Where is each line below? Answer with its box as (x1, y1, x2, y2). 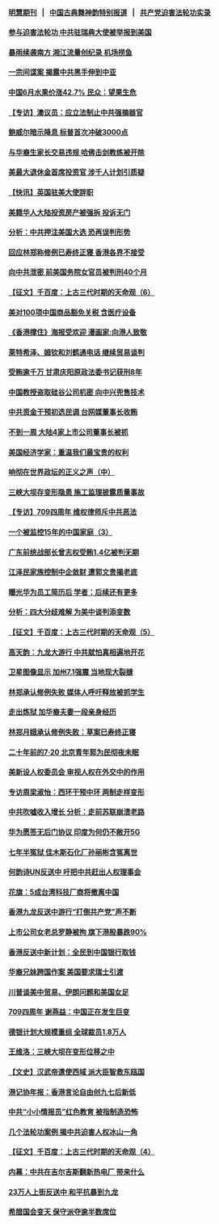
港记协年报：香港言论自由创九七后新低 (8, 1087, 136, 1096)
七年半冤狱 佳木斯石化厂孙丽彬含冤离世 (8, 847, 138, 856)
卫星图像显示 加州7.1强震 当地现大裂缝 (8, 667, 133, 677)
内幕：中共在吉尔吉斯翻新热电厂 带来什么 (8, 1167, 145, 1177)
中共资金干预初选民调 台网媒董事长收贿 (8, 407, 138, 417)
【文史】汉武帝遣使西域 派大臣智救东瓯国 (8, 1067, 145, 1077)
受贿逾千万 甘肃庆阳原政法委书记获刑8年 (8, 368, 143, 377)
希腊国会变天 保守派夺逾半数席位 (8, 1207, 117, 1217)
